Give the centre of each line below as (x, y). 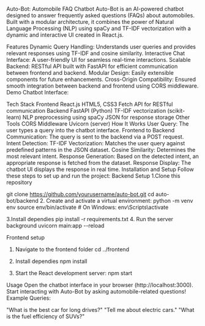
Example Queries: (28, 298)
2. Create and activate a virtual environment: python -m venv (116, 201)
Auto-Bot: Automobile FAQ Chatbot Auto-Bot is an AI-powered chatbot (95, 9)
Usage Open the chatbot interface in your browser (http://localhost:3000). (100, 285)
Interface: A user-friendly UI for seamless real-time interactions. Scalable (99, 60)
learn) (14, 117)
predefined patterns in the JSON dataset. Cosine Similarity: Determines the (101, 150)
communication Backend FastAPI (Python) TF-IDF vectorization (86, 111)
